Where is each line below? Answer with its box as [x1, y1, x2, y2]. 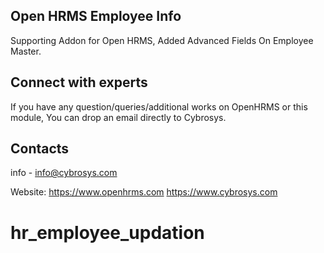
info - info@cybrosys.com [10, 167, 118, 179]
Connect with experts [10, 74, 148, 91]
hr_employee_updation [10, 221, 205, 244]
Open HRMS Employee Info [10, 8, 182, 25]
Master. [10, 45, 42, 57]
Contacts [10, 140, 70, 158]
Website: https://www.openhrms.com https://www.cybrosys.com [10, 186, 278, 198]
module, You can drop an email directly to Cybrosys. [10, 111, 227, 123]
